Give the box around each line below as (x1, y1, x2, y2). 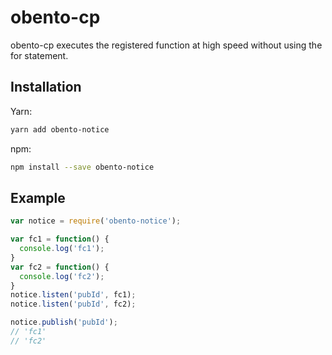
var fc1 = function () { (10, 234, 110, 245)
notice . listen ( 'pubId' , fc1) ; (10, 290, 137, 300)
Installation (10, 79, 82, 96)
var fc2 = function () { (10, 262, 110, 272)
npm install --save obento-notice (10, 162, 155, 172)
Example (10, 189, 66, 206)
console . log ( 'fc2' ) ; (19, 271, 105, 281)
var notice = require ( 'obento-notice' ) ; (10, 216, 182, 226)
